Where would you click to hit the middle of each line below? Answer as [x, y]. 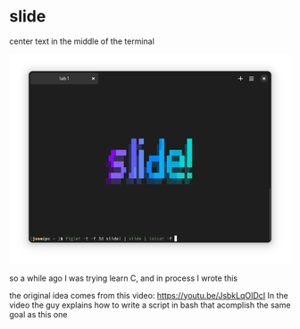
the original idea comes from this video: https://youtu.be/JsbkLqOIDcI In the [149, 295]
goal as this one [38, 314]
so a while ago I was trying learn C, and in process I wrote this [124, 278]
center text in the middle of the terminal [82, 41]
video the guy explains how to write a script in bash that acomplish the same [150, 305]
